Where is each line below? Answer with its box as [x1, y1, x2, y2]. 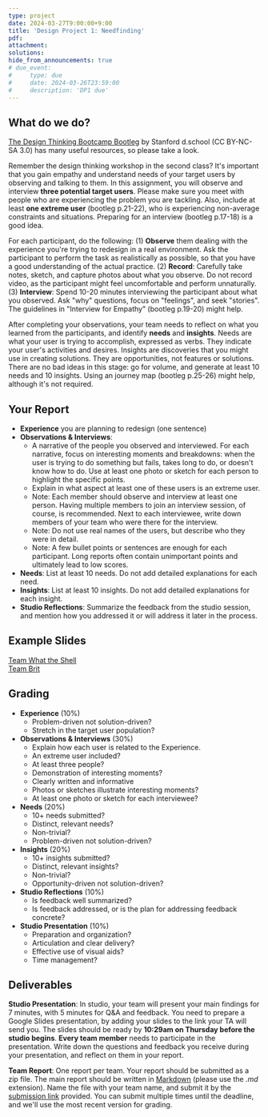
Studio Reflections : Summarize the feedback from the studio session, [19, 602, 251, 612]
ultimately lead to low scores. [31, 560, 129, 569]
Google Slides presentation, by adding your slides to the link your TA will [8, 1016, 246, 1026]
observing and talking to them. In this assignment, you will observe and [8, 178, 243, 188]
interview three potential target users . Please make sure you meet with [8, 187, 245, 196]
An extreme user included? [31, 750, 122, 761]
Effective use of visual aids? [31, 946, 125, 956]
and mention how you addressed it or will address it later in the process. [19, 611, 258, 621]
